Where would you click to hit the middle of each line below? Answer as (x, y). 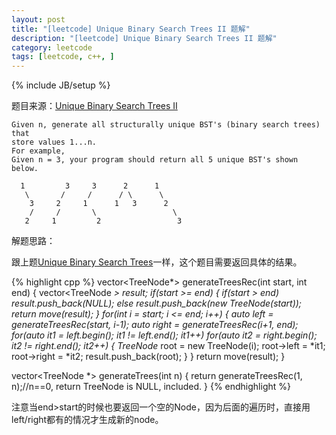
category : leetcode (52, 47)
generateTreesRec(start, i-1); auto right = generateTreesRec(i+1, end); (155, 325)
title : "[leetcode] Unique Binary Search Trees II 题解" (131, 29)
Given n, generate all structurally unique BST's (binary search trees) (166, 125)
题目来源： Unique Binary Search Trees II (94, 106)
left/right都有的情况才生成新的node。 (87, 420)
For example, (38, 151)
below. (25, 169)
